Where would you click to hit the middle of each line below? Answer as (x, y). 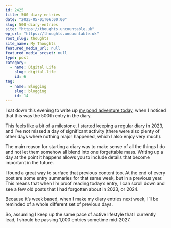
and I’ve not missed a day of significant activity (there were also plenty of (82, 131)
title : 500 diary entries (33, 15)
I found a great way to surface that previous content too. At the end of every (86, 173)
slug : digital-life (35, 72)
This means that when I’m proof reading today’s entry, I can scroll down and (85, 184)
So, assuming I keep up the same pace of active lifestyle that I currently (81, 214)
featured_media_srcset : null (36, 53)
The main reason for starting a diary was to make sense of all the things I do (85, 147)
